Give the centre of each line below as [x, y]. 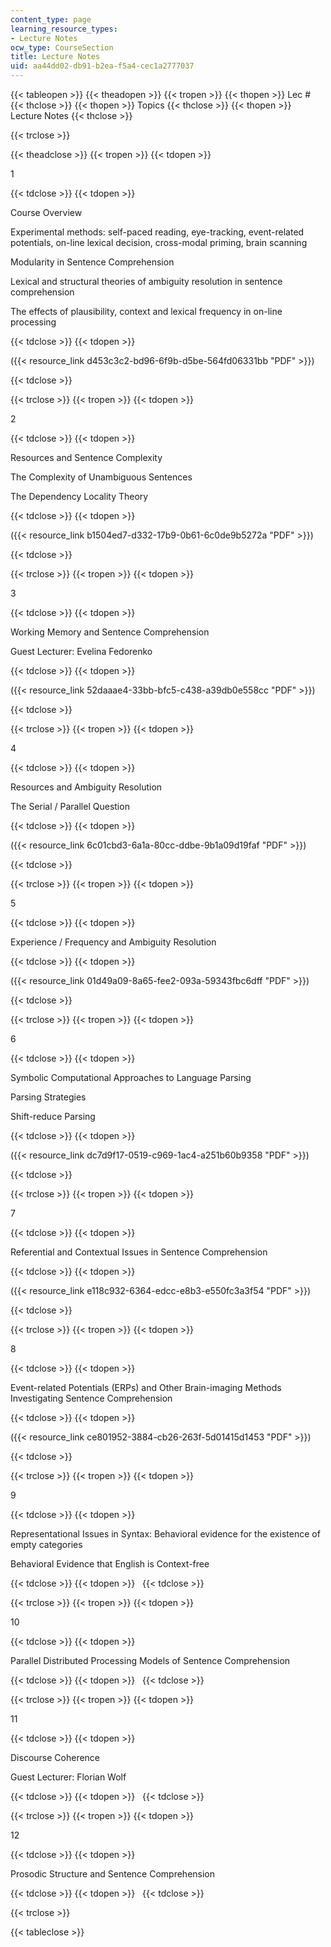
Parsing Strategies [48, 1097]
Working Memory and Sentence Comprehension [110, 632]
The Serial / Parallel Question [70, 806]
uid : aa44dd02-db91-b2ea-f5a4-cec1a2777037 [102, 66]
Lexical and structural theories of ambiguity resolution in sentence [146, 281]
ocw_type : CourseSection [62, 47]
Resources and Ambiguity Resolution [86, 787]
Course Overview [46, 212]
